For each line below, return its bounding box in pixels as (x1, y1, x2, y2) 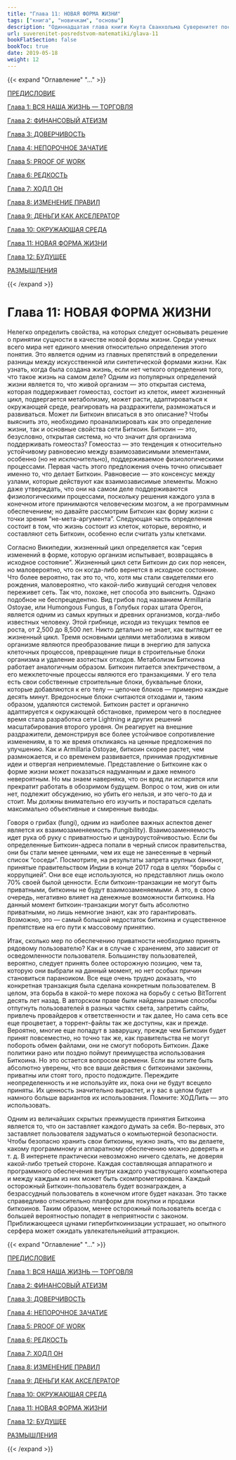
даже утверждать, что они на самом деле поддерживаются (7, 485, 188, 493)
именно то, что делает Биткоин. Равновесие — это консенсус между (7, 469, 216, 478)
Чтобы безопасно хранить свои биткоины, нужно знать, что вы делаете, (7, 1136, 225, 1145)
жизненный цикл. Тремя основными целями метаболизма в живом (7, 632, 211, 641)
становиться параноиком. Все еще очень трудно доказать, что (7, 973, 197, 982)
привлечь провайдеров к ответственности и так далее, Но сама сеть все (7, 1011, 228, 1020)
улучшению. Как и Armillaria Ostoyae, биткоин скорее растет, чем (7, 745, 205, 753)
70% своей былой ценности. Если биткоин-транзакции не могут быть (7, 878, 218, 886)
